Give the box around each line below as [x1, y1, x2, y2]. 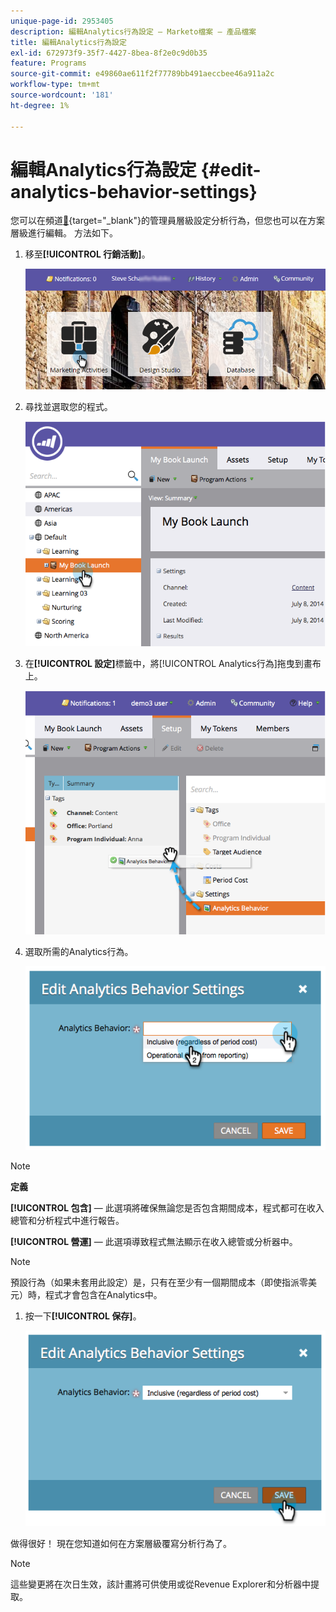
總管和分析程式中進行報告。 [10, 1215, 125, 1227]
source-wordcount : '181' [10, 90, 114, 100]
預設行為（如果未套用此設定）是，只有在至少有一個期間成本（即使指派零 [10, 1276, 308, 1289]
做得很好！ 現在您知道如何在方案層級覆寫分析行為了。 [10, 1538, 232, 1550]
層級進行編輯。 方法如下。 [10, 227, 118, 239]
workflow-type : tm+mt [10, 80, 101, 90]
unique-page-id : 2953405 [10, 16, 114, 26]
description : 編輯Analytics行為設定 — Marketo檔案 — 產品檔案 [10, 26, 257, 37]
